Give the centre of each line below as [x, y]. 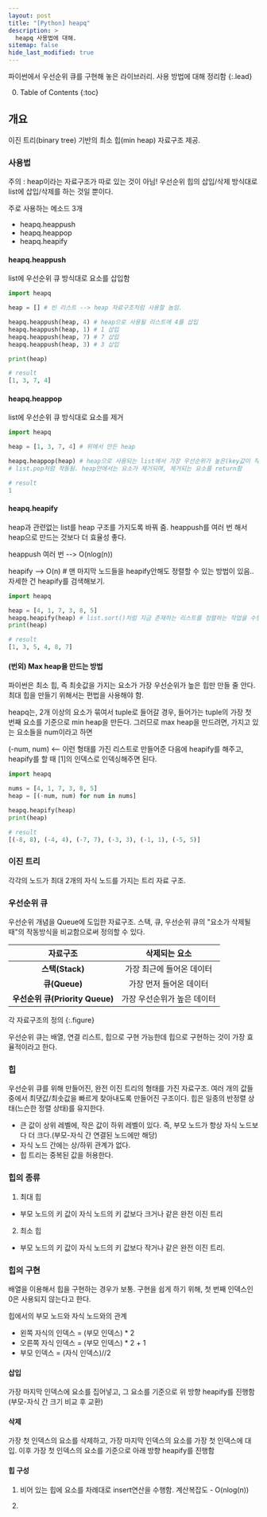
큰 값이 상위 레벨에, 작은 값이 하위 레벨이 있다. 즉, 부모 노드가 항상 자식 [128, 1126]
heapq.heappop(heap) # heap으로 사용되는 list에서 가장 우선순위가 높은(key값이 [130, 462]
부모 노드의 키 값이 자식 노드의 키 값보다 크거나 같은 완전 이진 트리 [121, 1213]
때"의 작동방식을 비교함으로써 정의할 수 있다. [77, 932]
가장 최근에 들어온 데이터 [169, 969]
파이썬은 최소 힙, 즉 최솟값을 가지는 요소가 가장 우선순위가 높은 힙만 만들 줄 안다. [132, 686]
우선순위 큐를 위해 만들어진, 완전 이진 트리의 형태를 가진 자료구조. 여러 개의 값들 [131, 1088]
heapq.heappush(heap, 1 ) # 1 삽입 [64, 329]
